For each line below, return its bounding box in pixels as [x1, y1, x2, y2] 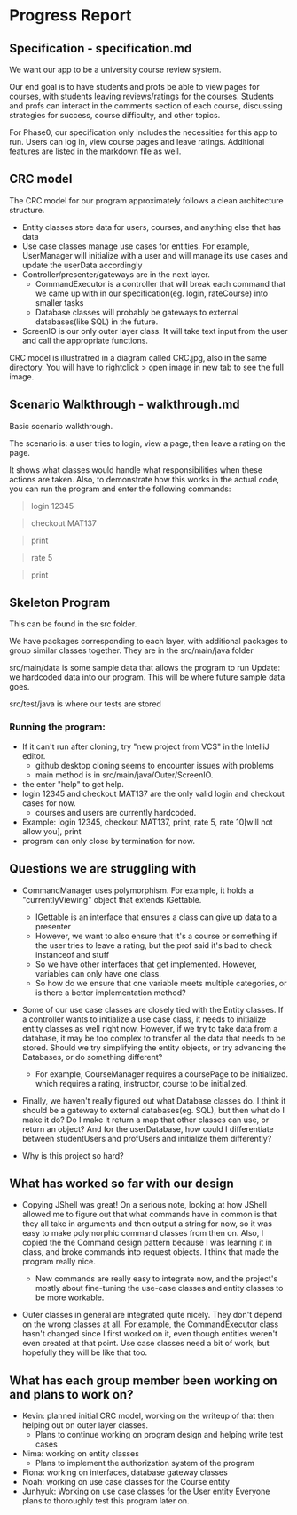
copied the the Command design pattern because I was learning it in [21, 1237, 273, 1248]
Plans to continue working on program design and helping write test [35, 1430, 284, 1440]
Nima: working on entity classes [21, 1448, 140, 1459]
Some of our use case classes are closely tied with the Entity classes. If [21, 1004, 284, 1015]
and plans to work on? [9, 1387, 134, 1402]
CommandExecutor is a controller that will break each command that [35, 278, 286, 289]
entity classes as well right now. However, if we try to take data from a [21, 1023, 278, 1033]
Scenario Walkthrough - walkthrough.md [9, 397, 241, 412]
